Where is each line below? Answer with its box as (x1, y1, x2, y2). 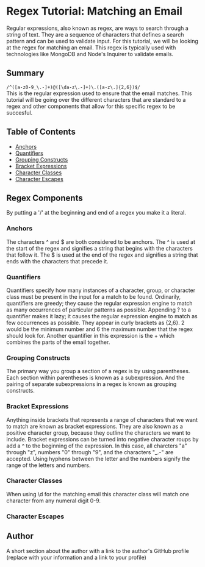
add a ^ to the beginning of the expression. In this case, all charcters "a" (6, 442, 187, 449)
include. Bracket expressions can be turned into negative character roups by (6, 435, 199, 443)
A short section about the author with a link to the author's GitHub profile (6, 547, 189, 554)
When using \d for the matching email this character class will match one (6, 490, 190, 497)
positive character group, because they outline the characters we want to (6, 429, 191, 437)
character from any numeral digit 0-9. (6, 497, 101, 504)
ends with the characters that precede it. (6, 257, 109, 265)
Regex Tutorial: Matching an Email (6, 4, 183, 18)
